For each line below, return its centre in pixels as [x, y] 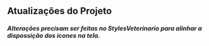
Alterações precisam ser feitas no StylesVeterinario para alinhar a [104, 28]
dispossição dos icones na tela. [54, 35]
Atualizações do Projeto [60, 11]
